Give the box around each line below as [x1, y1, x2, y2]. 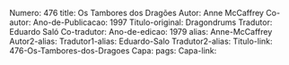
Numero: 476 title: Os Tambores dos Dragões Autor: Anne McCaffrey [9, 8, 265, 18]
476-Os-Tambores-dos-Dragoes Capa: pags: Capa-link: [9, 45, 217, 56]
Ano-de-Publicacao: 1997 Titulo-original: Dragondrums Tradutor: [32, 17, 273, 28]
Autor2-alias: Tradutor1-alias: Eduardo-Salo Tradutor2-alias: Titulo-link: [9, 36, 273, 46]
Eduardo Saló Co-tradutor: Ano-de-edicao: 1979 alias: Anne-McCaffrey [9, 27, 273, 37]
